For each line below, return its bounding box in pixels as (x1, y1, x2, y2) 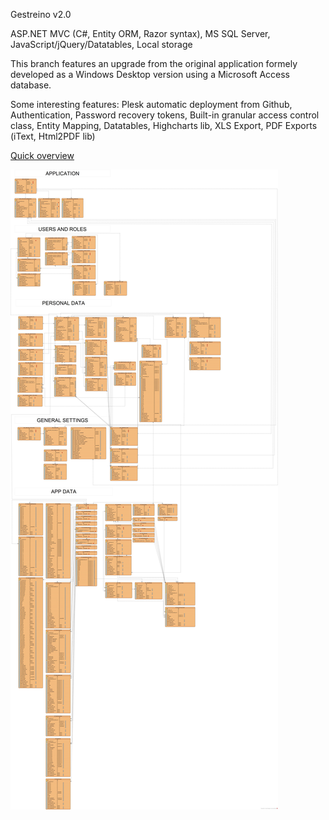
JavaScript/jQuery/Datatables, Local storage (10, 39, 193, 50)
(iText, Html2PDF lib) (10, 130, 96, 142)
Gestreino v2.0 (10, 9, 72, 20)
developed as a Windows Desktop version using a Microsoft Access (10, 69, 291, 80)
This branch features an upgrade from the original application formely (10, 58, 298, 69)
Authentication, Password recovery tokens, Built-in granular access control (10, 109, 320, 121)
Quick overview (10, 150, 75, 161)
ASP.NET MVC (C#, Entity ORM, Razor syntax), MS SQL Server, (10, 28, 271, 39)
